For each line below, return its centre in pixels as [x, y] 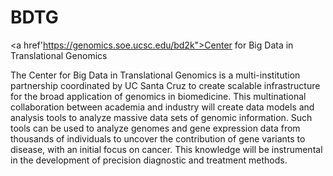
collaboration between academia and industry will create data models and [162, 107]
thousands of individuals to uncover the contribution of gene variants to [158, 138]
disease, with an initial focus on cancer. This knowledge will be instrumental [166, 149]
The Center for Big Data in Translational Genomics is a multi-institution [155, 75]
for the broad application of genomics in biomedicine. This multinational [158, 96]
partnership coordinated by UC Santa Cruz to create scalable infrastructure [165, 85]
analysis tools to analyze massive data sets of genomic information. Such [161, 117]
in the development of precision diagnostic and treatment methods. [149, 160]
